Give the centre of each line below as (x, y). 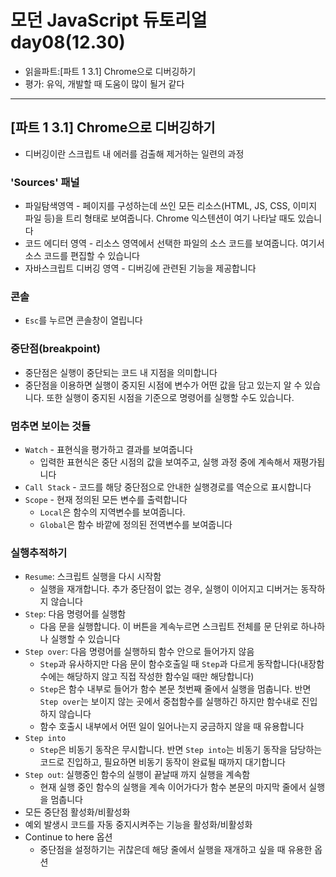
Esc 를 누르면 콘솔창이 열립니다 (83, 320)
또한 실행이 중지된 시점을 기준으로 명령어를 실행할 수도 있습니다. (170, 397)
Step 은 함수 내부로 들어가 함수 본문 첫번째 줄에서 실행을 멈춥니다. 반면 (175, 689)
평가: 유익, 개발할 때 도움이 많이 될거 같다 (104, 83)
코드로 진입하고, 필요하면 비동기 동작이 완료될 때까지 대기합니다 (162, 762)
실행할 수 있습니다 (85, 639)
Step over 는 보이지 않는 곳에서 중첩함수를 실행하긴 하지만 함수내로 (169, 702)
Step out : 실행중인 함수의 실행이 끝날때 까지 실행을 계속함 (137, 775)
